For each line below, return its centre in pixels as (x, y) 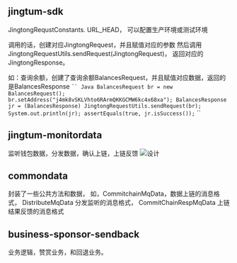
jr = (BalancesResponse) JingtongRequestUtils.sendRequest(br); (105, 106)
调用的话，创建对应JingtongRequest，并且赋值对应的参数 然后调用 (105, 45)
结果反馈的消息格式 (36, 211)
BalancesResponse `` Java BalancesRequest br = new (93, 86)
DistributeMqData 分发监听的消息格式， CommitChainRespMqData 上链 (126, 203)
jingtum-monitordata (55, 135)
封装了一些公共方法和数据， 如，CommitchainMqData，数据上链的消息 (111, 194)
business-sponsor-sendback (74, 234)
